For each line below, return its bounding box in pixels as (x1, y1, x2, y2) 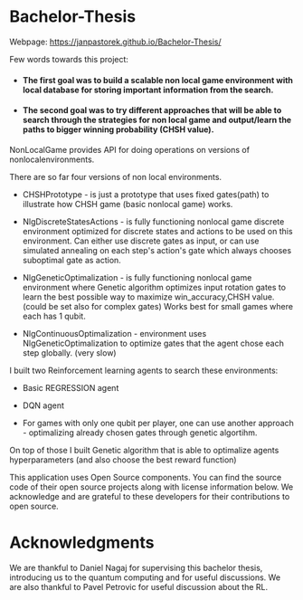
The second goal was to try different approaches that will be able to (22, 105, 282, 116)
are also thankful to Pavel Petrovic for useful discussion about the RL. (9, 581, 269, 592)
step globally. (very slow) (22, 347, 117, 358)
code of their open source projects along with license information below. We (9, 481, 294, 492)
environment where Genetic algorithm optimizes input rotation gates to (22, 281, 287, 292)
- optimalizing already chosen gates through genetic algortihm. (22, 427, 258, 438)
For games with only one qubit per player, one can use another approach (22, 417, 294, 428)
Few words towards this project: (9, 53, 129, 64)
